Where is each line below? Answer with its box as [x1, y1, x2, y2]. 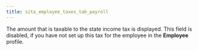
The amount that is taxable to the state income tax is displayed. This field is [6, 25, 193, 32]
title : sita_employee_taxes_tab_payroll [6, 8, 109, 15]
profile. [6, 38, 24, 45]
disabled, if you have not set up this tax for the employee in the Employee [6, 31, 189, 39]
